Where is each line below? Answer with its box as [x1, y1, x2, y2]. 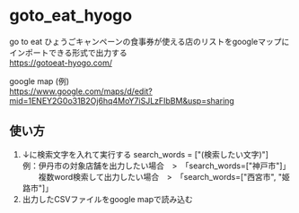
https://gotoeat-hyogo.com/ [9, 57, 113, 68]
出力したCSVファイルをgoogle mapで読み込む [22, 193, 193, 204]
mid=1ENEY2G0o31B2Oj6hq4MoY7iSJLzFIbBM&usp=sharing [9, 95, 235, 106]
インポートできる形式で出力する [9, 47, 128, 58]
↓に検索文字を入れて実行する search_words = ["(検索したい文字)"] [22, 149, 269, 159]
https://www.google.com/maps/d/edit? [9, 86, 153, 97]
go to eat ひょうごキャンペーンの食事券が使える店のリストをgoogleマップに [9, 36, 290, 47]
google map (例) [9, 75, 70, 86]
